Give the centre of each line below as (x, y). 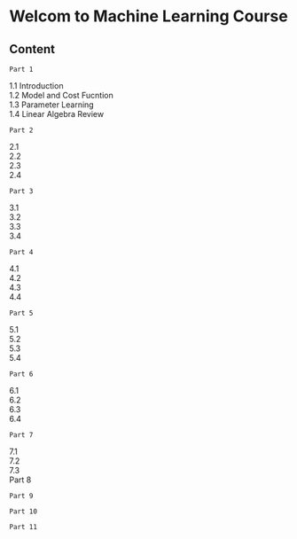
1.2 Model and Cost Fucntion (61, 95)
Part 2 (21, 130)
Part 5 (21, 313)
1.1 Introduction (36, 86)
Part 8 (20, 480)
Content (32, 49)
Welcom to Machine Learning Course (148, 16)
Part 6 (21, 374)
